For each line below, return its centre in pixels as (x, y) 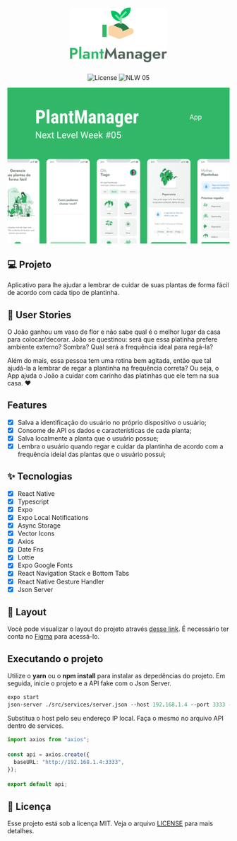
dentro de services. (36, 726)
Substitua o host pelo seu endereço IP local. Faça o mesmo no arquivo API (115, 719)
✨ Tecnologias (40, 476)
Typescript (33, 501)
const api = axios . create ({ (49, 754)
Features (27, 406)
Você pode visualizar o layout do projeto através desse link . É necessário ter (118, 629)
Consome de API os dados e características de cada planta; (104, 430)
